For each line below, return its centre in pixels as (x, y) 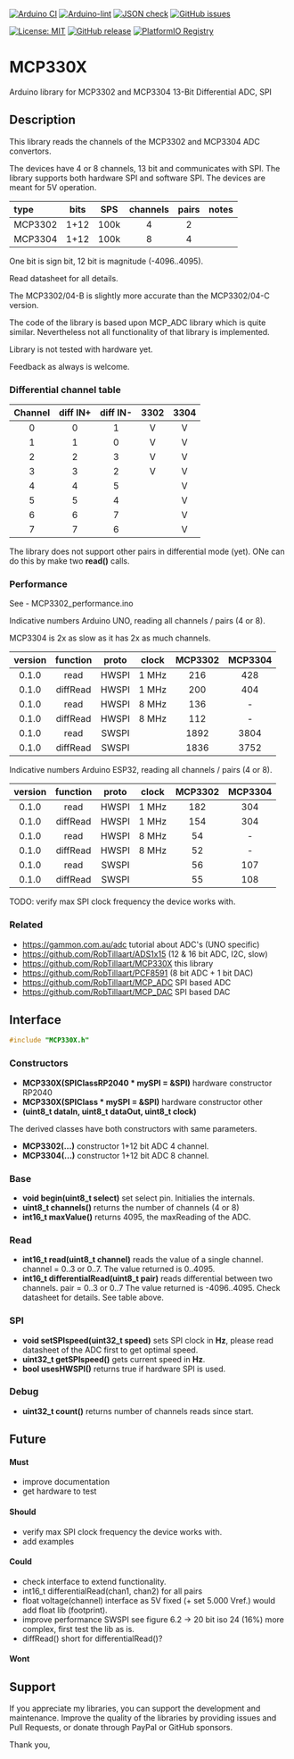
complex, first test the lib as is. (78, 1629)
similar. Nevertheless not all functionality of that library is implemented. (139, 331)
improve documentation (65, 1482)
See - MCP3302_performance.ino (71, 604)
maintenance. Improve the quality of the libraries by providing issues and (143, 1718)
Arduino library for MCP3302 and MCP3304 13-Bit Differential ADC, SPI (140, 92)
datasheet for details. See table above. (93, 1298)
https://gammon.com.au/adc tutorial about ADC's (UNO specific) (141, 944)
